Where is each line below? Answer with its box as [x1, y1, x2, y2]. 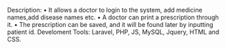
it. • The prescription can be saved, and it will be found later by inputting [7, 21, 214, 28]
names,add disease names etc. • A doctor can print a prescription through [7, 13, 219, 21]
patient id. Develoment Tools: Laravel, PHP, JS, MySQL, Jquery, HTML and [7, 28, 220, 36]
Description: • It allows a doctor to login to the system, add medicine [7, 6, 203, 14]
